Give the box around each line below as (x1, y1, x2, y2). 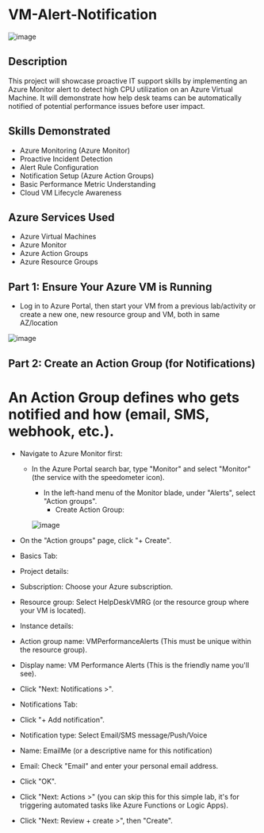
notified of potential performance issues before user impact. (8, 101, 205, 110)
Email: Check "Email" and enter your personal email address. (19, 761, 219, 770)
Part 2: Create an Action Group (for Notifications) (8, 356, 256, 370)
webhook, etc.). (8, 422, 115, 440)
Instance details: (19, 621, 74, 630)
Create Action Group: (55, 505, 125, 514)
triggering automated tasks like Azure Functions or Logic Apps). (19, 800, 228, 810)
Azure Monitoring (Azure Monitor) (19, 145, 131, 155)
